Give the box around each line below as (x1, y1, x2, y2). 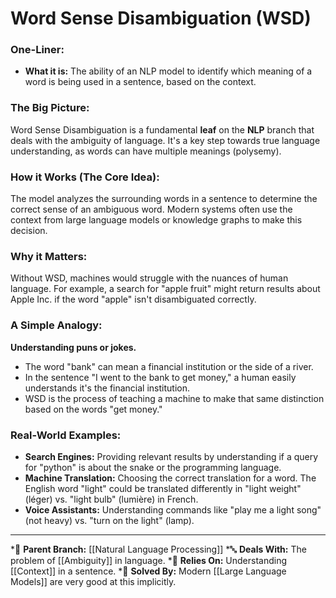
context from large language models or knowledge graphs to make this (10, 214, 303, 226)
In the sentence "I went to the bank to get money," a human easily (24, 371, 297, 383)
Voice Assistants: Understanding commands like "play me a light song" (24, 503, 322, 516)
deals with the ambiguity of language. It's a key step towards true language (10, 134, 321, 146)
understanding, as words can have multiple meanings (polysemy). (10, 145, 282, 157)
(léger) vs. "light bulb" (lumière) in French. (24, 493, 199, 505)
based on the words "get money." (24, 403, 163, 415)
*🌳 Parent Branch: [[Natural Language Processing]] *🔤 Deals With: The (10, 543, 307, 555)
